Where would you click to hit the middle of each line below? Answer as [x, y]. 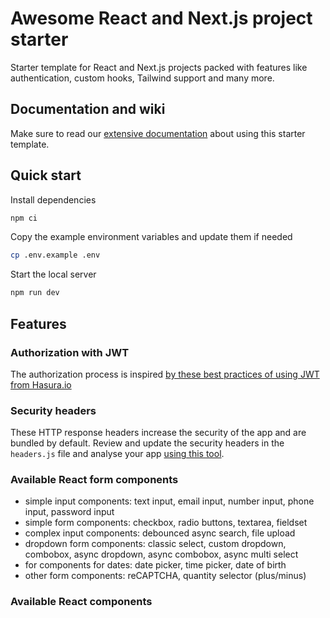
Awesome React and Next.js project [161, 18]
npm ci [24, 218]
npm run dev [35, 293]
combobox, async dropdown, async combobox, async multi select [161, 554]
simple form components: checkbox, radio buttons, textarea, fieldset [166, 523]
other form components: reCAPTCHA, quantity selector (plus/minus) [165, 576]
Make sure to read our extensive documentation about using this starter [158, 133]
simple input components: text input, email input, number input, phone [169, 501]
